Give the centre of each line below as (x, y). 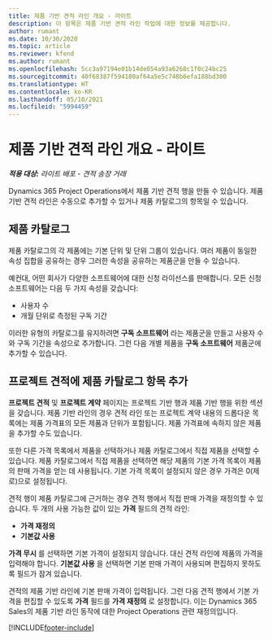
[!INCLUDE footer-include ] (52, 627)
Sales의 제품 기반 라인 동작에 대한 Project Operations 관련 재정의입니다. (123, 611)
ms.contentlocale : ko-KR (50, 92)
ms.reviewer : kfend (41, 54)
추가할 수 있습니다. (38, 353)
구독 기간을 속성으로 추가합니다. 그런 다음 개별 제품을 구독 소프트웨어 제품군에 (139, 343)
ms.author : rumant (39, 62)
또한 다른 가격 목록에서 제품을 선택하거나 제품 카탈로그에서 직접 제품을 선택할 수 (134, 450)
